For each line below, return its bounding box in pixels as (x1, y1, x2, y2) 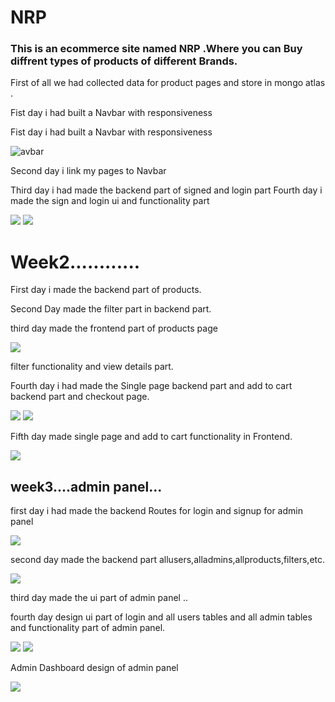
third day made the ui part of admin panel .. (10, 592, 188, 604)
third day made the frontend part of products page (10, 322, 218, 335)
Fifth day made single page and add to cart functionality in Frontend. (10, 431, 293, 443)
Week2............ (10, 251, 141, 273)
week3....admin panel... (10, 478, 163, 495)
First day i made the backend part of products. (10, 284, 202, 296)
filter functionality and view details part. (10, 361, 174, 373)
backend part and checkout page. (10, 391, 150, 403)
